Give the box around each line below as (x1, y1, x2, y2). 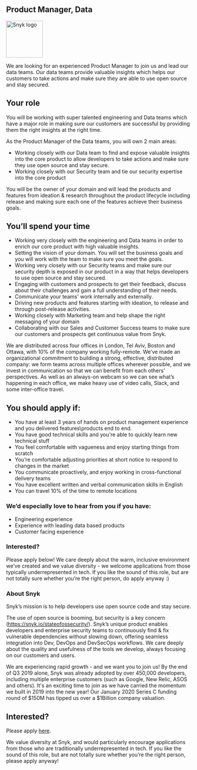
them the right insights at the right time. (6, 126, 102, 133)
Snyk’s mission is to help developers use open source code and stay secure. (6, 603, 191, 610)
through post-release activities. (14, 306, 91, 313)
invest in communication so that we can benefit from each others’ (6, 367, 165, 374)
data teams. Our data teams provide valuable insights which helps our (6, 68, 175, 75)
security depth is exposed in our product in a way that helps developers (14, 268, 189, 276)
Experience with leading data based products (14, 522, 125, 529)
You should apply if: (6, 403, 81, 413)
